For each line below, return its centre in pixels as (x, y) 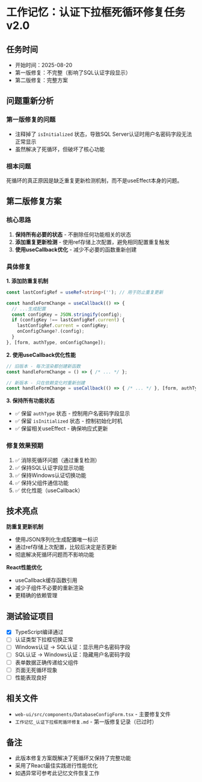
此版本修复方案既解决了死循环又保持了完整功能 (73, 758)
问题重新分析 (30, 101)
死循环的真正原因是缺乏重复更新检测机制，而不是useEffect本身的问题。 (94, 180)
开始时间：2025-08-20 (44, 65)
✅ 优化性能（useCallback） (49, 490)
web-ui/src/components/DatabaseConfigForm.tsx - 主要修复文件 (93, 714)
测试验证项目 (30, 616)
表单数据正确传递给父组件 (47, 662)
